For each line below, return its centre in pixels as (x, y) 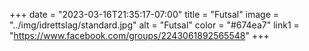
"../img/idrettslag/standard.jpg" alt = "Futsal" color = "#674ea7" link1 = (154, 25)
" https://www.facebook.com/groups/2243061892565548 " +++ (139, 35)
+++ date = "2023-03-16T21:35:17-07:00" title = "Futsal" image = (144, 14)
